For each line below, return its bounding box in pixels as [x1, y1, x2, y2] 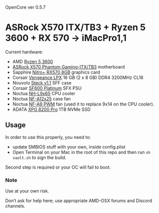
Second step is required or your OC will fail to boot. [5, 164, 111, 170]
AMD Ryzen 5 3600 [12, 58, 54, 64]
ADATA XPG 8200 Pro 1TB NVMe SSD [12, 106, 91, 112]
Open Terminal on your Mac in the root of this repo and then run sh [12, 149, 150, 155]
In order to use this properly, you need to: [5, 134, 91, 140]
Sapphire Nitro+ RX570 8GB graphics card [12, 69, 100, 75]
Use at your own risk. [5, 188, 49, 194]
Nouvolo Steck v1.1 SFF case [12, 79, 72, 85]
